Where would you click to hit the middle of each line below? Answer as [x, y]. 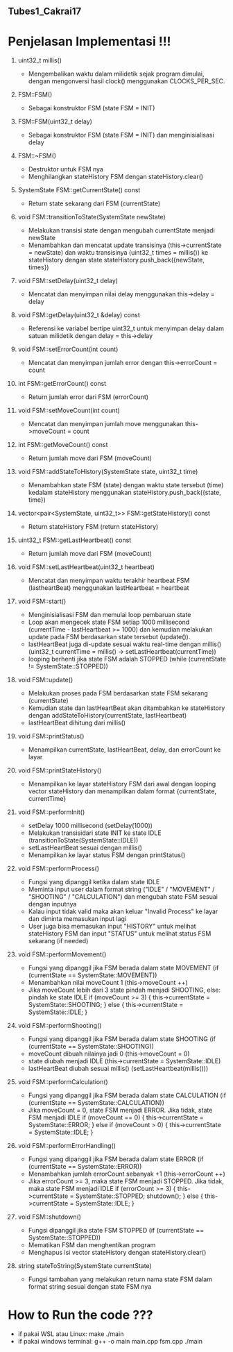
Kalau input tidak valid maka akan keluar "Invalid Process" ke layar [123, 911]
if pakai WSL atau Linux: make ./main [71, 1334]
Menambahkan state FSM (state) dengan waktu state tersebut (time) [126, 485]
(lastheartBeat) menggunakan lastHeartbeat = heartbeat [109, 588]
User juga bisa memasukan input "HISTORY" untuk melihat [112, 927]
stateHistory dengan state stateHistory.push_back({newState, [116, 260]
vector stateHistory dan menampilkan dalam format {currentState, [122, 791]
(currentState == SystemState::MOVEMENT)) [93, 975]
